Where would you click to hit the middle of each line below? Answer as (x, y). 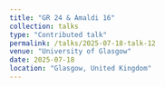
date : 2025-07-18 (42, 60)
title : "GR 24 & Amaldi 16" (63, 18)
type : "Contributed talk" (58, 34)
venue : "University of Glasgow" (70, 52)
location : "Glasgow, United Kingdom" (81, 69)
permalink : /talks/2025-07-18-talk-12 (82, 43)
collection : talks (44, 26)
